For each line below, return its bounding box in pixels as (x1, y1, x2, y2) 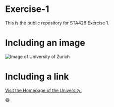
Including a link (5, 71, 69, 82)
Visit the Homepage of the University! (5, 87, 82, 93)
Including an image (5, 37, 85, 49)
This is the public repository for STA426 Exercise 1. (5, 20, 110, 26)
